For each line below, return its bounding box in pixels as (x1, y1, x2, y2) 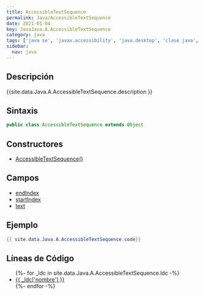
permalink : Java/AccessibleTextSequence (6, 15, 111, 21)
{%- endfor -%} (15, 283, 56, 290)
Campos (6, 173, 39, 183)
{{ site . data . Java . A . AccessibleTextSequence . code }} (6, 236, 141, 242)
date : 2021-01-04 (6, 20, 51, 26)
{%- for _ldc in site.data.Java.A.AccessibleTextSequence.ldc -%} (15, 269, 180, 277)
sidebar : (6, 44, 29, 50)
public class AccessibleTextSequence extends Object (6, 122, 144, 128)
